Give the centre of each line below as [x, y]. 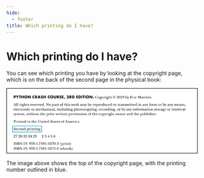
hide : [13, 13]
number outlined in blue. [37, 169]
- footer [23, 19]
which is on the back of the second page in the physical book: [84, 80]
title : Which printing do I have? [50, 26]
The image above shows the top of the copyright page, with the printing [96, 163]
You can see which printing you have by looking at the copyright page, [95, 74]
